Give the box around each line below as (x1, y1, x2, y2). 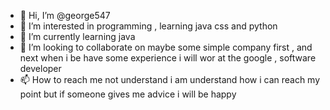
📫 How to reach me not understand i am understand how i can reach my (19, 74, 321, 85)
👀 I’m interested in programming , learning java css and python (19, 20, 278, 32)
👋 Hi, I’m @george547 (19, 10, 111, 21)
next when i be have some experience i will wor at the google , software (19, 52, 317, 64)
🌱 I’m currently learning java (19, 31, 136, 42)
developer (19, 63, 62, 74)
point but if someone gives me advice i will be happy (19, 88, 237, 100)
